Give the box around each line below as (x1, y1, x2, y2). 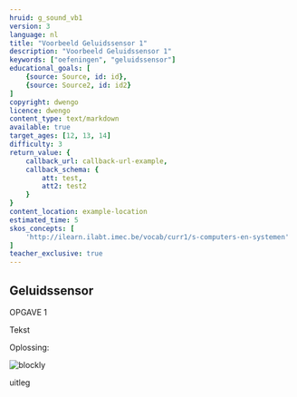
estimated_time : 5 (9, 215, 79, 225)
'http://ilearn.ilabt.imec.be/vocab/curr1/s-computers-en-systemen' (25, 232, 290, 241)
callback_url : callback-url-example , (25, 156, 168, 166)
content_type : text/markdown (9, 114, 120, 123)
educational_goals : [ (9, 64, 91, 73)
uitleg (9, 377, 31, 388)
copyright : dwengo (9, 97, 79, 107)
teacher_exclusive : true (9, 249, 103, 258)
